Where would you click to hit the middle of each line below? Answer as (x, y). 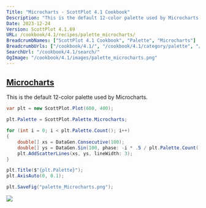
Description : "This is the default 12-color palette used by (86, 18)
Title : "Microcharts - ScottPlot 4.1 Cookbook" (68, 12)
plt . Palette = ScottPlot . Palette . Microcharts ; (67, 120)
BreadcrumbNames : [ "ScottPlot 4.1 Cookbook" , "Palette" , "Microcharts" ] (101, 40)
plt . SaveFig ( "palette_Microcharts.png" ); (60, 187)
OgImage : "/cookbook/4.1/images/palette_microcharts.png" (82, 58)
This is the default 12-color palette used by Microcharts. (77, 97)
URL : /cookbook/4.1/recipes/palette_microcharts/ (71, 35)
